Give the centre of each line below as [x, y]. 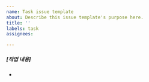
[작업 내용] [19, 59]
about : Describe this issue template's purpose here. [75, 17]
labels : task [23, 28]
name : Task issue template [40, 12]
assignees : [20, 34]
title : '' [19, 23]
